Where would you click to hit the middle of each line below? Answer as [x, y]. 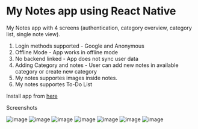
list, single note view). [33, 34]
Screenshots [22, 107]
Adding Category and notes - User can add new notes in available [97, 65]
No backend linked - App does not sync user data [76, 58]
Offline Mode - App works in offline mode [67, 52]
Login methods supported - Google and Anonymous [79, 46]
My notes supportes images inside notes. [66, 78]
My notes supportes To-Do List [54, 84]
